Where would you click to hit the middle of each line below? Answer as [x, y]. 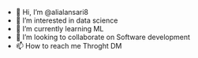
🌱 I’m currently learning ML [60, 29]
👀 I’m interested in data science [67, 20]
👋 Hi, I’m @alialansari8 [52, 12]
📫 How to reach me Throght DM [69, 46]
